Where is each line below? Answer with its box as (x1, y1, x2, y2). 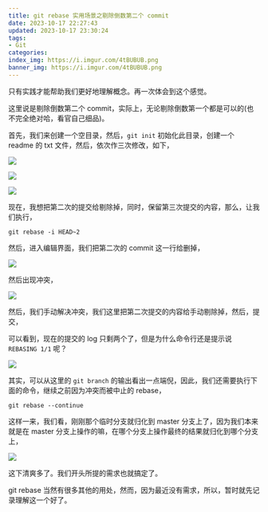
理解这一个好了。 (14, 495, 72, 505)
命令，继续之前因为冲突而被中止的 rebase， (22, 385, 166, 395)
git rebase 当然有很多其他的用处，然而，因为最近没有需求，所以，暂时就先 (8, 485, 253, 494)
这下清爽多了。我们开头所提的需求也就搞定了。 (8, 468, 162, 478)
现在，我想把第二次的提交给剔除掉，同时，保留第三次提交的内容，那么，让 (8, 202, 253, 211)
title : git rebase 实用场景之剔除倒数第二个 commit (8, 11, 169, 20)
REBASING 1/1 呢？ (8, 344, 68, 353)
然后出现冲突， (8, 274, 57, 284)
